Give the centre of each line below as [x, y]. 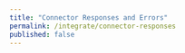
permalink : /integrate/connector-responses [93, 26]
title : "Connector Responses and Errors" [89, 18]
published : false [42, 34]
